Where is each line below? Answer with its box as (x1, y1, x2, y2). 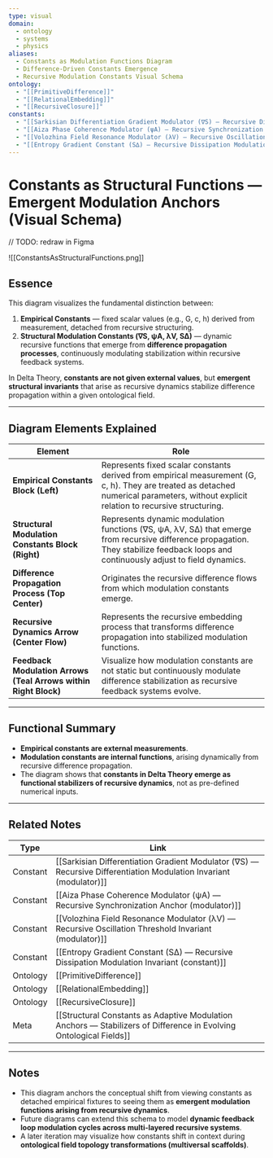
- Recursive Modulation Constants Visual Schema (15, 72, 184, 81)
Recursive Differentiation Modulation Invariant (55, 866, 230, 877)
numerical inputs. (19, 787, 79, 796)
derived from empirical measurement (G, (101, 470, 257, 481)
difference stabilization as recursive (101, 675, 238, 686)
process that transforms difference (101, 621, 235, 633)
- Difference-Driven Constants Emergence (15, 65, 158, 73)
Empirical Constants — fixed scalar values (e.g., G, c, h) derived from (19, 314, 255, 324)
